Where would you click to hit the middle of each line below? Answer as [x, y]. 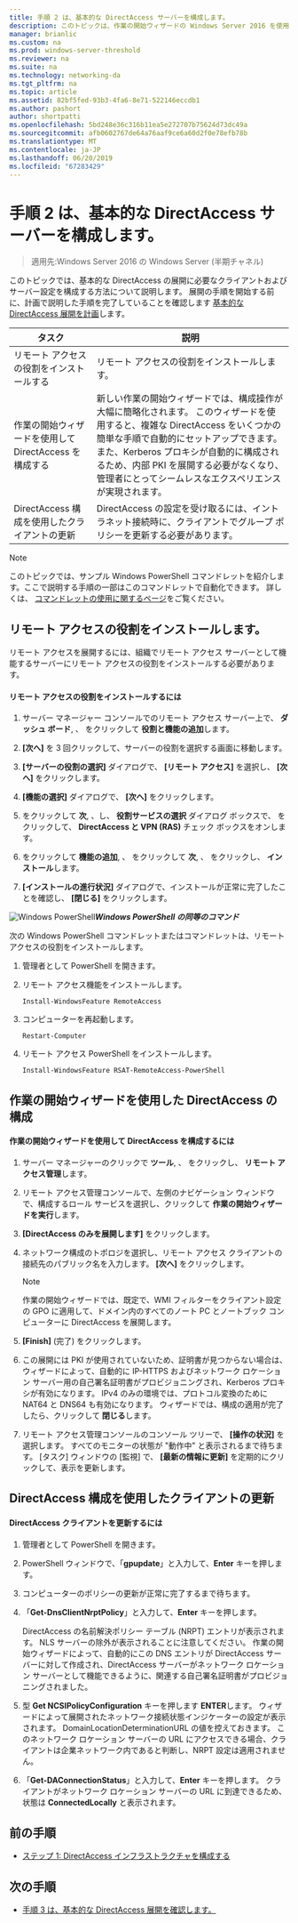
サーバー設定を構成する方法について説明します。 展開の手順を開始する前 [142, 292]
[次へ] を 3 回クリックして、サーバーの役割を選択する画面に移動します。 [154, 748]
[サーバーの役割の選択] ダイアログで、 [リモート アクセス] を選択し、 [148, 767]
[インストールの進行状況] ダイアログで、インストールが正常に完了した [150, 887]
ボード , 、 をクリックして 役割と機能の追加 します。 [141, 729]
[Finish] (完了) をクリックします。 [84, 1340]
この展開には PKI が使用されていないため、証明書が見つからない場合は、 [155, 1360]
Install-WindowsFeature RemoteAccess [92, 1002]
